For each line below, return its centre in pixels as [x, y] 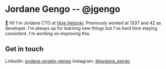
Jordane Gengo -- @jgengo [63, 9]
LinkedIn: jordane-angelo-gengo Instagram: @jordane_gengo [68, 61]
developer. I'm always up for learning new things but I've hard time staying [81, 28]
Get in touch [24, 49]
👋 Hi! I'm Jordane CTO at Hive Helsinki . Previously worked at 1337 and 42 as [83, 23]
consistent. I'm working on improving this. [48, 33]
